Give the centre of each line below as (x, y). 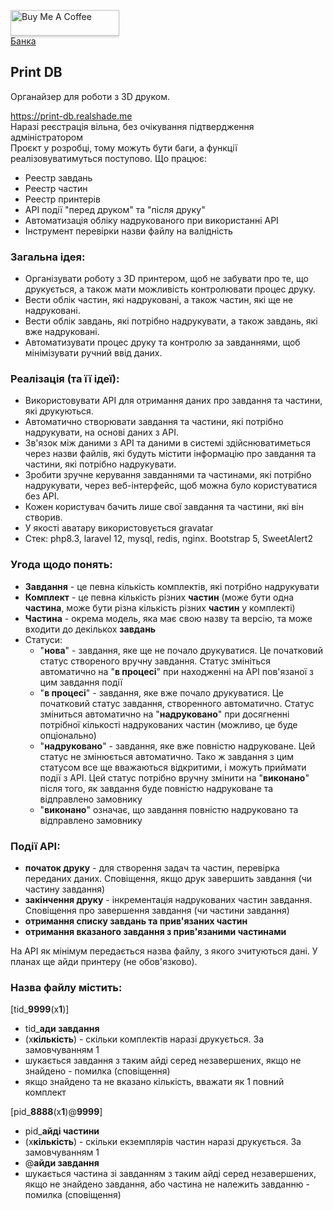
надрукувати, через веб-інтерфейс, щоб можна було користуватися (171, 486)
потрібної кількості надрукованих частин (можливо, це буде (168, 724)
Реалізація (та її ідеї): (65, 379)
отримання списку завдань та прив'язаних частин (136, 921)
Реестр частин (56, 188)
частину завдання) (65, 889)
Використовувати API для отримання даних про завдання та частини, (173, 401)
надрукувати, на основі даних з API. (101, 432)
